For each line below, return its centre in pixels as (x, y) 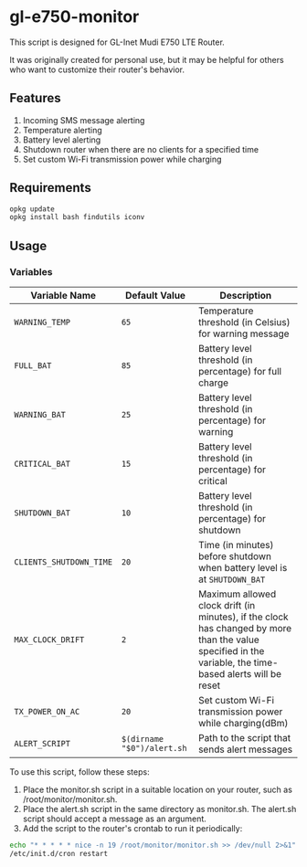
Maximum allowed (237, 594)
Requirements (50, 188)
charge (213, 383)
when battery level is (243, 568)
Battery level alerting (62, 140)
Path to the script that (244, 738)
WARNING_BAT (40, 414)
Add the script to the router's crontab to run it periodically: (132, 828)
